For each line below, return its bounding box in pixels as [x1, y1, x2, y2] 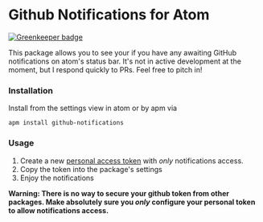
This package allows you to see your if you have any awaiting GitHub [8, 47, 237, 57]
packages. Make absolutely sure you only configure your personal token [8, 197, 256, 207]
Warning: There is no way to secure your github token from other [8, 188, 229, 198]
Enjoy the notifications [19, 173, 94, 183]
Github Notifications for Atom [8, 6, 210, 24]
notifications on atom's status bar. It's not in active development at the [8, 56, 241, 66]
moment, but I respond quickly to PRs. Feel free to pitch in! [8, 64, 203, 74]
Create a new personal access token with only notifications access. [19, 155, 244, 166]
